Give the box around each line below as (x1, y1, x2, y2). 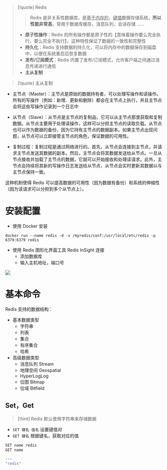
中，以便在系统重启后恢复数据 (25, 50, 87, 56)
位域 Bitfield (20, 385, 45, 391)
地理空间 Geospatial (20, 367, 61, 373)
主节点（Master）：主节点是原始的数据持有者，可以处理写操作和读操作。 (12, 91, 161, 97)
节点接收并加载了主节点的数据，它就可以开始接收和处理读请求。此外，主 (12, 156, 162, 162)
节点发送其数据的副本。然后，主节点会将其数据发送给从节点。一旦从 (21, 150, 162, 156)
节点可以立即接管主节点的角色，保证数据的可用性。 (26, 133, 131, 139)
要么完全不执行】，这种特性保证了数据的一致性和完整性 (34, 38, 146, 44)
